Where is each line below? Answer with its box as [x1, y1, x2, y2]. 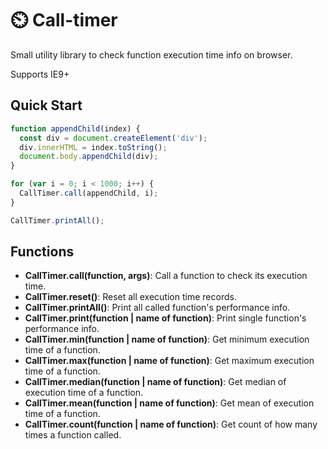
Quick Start [10, 97, 83, 114]
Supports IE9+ [10, 68, 70, 80]
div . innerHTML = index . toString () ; [19, 142, 168, 152]
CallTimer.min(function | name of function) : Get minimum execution [24, 333, 310, 346]
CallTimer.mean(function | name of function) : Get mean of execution [24, 397, 315, 409]
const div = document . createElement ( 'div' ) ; [19, 133, 208, 143]
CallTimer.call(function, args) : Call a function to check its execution [24, 270, 308, 282]
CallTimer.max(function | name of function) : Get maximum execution [24, 355, 315, 367]
